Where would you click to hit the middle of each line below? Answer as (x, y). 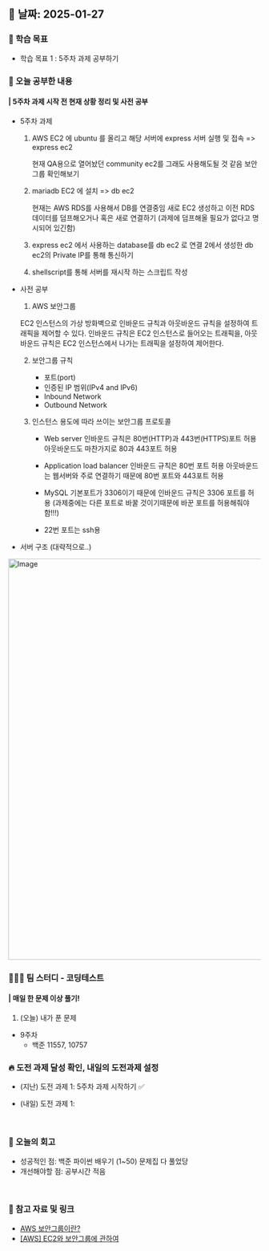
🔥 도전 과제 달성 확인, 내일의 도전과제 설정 (83, 1067)
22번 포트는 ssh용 (72, 530)
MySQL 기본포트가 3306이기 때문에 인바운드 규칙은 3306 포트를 (145, 493)
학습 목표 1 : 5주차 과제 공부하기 (69, 58)
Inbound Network (72, 396)
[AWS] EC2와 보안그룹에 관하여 (69, 1238)
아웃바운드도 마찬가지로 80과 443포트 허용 (110, 449)
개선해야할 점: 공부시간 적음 (63, 1171)
